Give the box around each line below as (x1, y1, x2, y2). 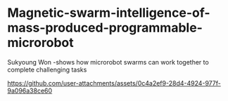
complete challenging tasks (7, 65, 87, 74)
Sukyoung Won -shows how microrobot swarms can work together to (7, 58, 209, 66)
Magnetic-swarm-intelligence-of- (7, 5, 210, 21)
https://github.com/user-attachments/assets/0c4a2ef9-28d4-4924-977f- (7, 79, 222, 87)
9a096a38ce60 (7, 86, 53, 95)
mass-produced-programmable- (7, 20, 203, 36)
